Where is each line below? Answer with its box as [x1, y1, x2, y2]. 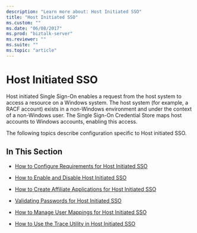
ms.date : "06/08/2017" [6, 25, 62, 32]
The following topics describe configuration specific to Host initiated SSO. [6, 129, 187, 137]
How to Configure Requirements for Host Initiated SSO [14, 162, 148, 169]
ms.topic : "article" [6, 48, 58, 53]
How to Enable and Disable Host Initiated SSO [14, 174, 127, 181]
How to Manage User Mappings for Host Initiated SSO [14, 209, 147, 216]
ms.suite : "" [6, 42, 39, 48]
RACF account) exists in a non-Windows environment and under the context [6, 105, 192, 112]
